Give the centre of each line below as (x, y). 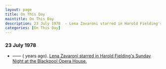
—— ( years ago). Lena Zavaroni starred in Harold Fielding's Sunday (82, 56)
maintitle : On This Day (30, 19)
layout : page (19, 10)
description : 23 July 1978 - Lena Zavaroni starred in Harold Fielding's (84, 23)
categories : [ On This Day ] (33, 28)
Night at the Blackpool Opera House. (50, 61)
